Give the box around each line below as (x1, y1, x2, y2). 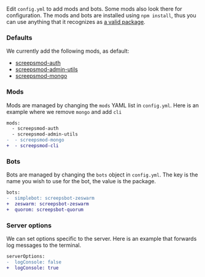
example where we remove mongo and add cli (6, 108, 122, 115)
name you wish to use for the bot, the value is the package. (6, 178, 157, 185)
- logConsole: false (6, 259, 62, 265)
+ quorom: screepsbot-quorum (6, 207, 84, 213)
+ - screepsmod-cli (6, 143, 60, 149)
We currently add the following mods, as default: (6, 47, 130, 55)
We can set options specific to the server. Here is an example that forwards (6, 235, 197, 243)
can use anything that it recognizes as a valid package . (6, 18, 145, 25)
